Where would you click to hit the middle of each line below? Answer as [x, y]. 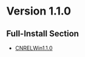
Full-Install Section [42, 34]
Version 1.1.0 [39, 11]
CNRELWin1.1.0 [34, 48]
